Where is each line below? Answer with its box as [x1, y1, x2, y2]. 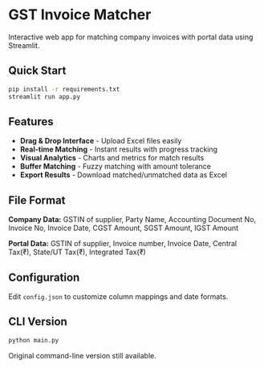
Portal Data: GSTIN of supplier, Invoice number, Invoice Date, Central [8, 239, 238, 249]
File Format [8, 193, 66, 207]
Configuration [8, 270, 80, 284]
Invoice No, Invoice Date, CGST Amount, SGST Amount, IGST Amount [8, 223, 239, 233]
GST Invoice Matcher [8, 6, 152, 24]
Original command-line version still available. [8, 350, 156, 360]
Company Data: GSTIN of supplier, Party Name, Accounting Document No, [8, 215, 257, 224]
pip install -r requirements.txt [8, 85, 120, 93]
